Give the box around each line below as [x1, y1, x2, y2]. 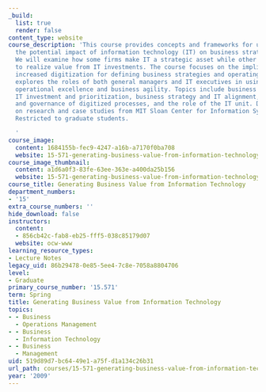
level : [8, 268, 30, 277]
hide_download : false [8, 210, 80, 218]
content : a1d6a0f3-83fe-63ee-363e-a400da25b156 [15, 166, 176, 174]
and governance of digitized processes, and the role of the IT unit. [15, 100, 253, 108]
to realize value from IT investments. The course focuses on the [15, 63, 239, 71]
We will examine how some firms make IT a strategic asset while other [15, 56, 257, 64]
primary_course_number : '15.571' [8, 284, 119, 291]
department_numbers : [8, 188, 77, 196]
